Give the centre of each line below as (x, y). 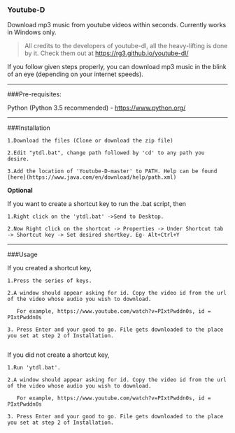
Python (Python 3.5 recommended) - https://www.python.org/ (97, 108)
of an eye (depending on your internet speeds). (75, 74)
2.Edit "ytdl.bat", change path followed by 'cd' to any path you (106, 153)
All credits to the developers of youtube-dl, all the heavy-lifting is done (126, 46)
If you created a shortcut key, (50, 268)
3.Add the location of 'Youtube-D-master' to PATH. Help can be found (112, 171)
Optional (20, 191)
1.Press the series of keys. (50, 281)
